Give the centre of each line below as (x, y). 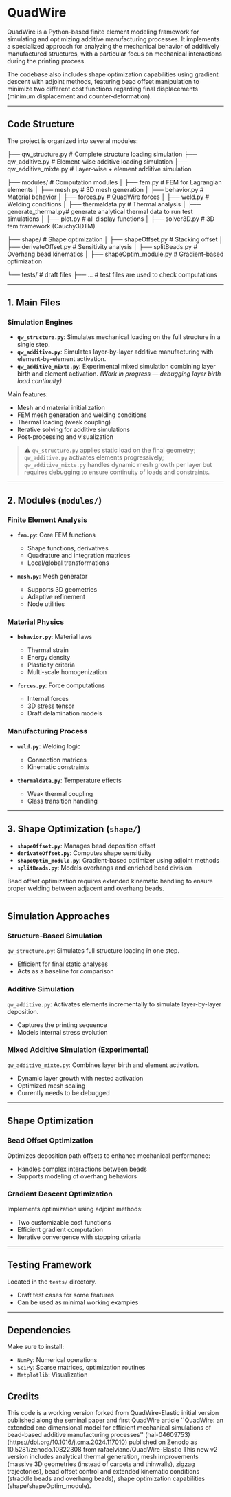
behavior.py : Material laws (55, 637)
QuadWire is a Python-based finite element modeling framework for (103, 32)
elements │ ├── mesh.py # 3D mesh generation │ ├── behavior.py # (106, 189)
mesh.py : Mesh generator (52, 577)
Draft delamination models (65, 713)
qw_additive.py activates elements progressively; (94, 457)
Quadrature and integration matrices (79, 556)
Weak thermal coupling (60, 793)
